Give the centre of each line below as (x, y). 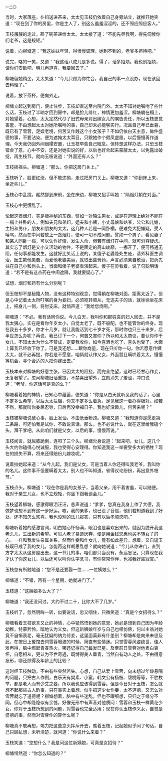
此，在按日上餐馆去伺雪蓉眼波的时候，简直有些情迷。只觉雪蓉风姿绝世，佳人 (84, 642)
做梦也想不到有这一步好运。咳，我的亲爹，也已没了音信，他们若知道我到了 (82, 510)
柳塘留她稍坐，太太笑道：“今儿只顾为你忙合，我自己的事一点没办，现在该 (81, 79)
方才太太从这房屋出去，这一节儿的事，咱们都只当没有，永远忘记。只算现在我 (84, 553)
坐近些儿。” (16, 184)
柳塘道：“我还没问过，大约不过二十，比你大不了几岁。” (61, 601)
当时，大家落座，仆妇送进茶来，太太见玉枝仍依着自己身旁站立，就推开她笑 (82, 17)
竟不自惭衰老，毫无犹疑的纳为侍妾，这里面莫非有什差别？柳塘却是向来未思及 (84, 635)
